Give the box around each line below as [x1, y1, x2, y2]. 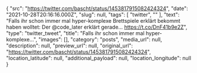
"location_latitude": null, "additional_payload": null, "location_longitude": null [6, 55, 192, 61]
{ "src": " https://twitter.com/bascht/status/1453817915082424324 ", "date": [6, 5, 189, 12]
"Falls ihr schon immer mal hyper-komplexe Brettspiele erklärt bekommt [6, 18, 180, 24]
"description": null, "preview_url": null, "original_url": [6, 42, 133, 49]
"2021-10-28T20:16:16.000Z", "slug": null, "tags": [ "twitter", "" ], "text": [6, 11, 180, 18]
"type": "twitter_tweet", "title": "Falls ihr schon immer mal [6, 30, 145, 37]
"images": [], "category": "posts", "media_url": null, [38, 36, 162, 43]
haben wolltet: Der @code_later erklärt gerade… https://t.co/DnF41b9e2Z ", [6, 23, 188, 30]
